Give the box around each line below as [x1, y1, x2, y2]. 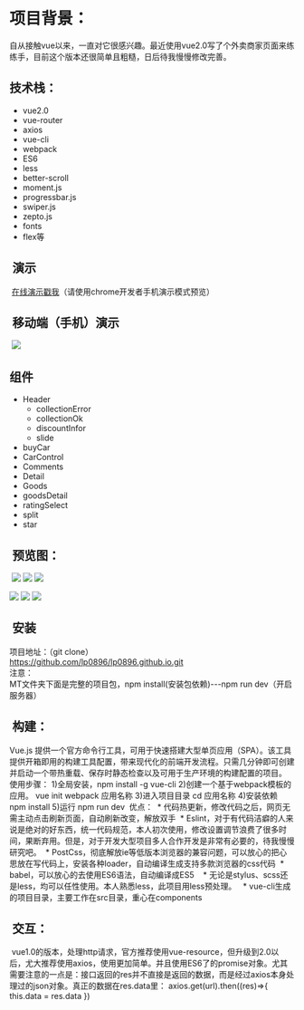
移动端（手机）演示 [12, 314, 119, 331]
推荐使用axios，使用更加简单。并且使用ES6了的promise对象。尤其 [40, 957, 288, 969]
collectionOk [35, 413, 83, 424]
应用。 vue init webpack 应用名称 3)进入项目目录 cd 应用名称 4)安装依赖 [9, 790, 279, 801]
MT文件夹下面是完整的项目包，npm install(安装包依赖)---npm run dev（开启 [9, 678, 292, 689]
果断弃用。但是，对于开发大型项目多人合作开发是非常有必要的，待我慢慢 [24, 835, 295, 846]
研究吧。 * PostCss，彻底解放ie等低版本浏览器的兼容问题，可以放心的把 [9, 846, 280, 857]
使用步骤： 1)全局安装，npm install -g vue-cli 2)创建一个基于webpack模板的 [9, 778, 292, 789]
